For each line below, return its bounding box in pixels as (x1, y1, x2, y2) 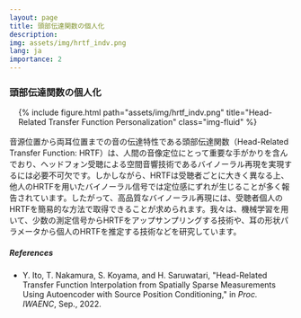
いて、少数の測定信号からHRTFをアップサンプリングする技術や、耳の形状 (9, 215, 281, 225)
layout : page (9, 13, 58, 22)
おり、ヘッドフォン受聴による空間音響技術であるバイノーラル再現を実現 (16, 159, 285, 170)
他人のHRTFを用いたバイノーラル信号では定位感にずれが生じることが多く (9, 181, 282, 192)
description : (9, 30, 58, 39)
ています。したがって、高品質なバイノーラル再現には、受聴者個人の (32, 192, 283, 203)
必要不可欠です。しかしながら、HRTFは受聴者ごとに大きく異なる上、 (32, 170, 289, 181)
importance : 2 (9, 55, 63, 64)
